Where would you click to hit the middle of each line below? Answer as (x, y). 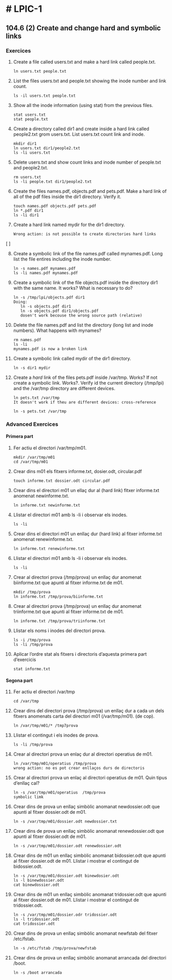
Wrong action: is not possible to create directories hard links (84, 234)
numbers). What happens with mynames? (57, 330)
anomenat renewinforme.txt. (43, 539)
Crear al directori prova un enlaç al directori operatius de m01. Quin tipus (90, 778)
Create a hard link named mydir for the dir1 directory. (69, 224)
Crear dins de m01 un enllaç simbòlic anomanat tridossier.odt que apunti (90, 895)
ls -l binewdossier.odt (39, 881)
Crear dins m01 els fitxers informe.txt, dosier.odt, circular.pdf (78, 471)
